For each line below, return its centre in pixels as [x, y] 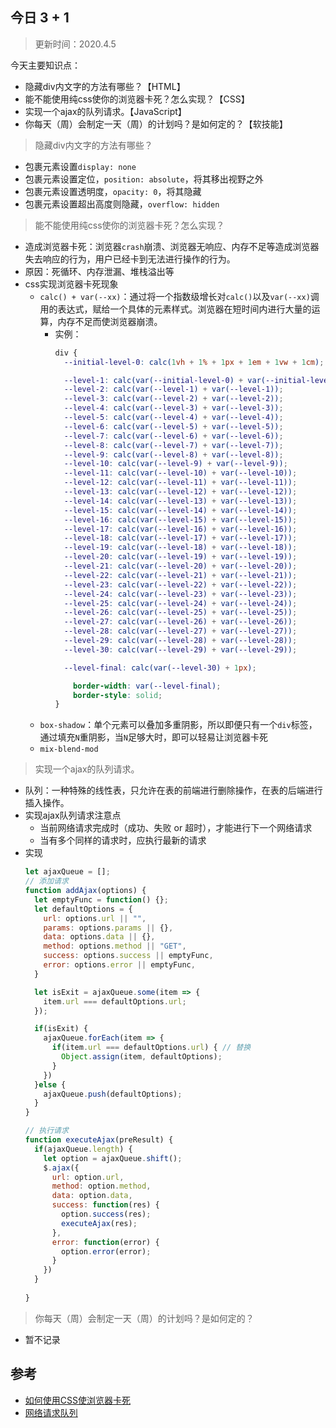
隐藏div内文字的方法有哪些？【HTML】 [105, 86]
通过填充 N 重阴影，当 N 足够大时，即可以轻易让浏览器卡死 [153, 737]
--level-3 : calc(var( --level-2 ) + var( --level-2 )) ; [173, 399]
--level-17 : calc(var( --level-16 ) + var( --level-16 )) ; [180, 529]
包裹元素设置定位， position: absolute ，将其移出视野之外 [144, 179]
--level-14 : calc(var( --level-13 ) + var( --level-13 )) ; [180, 501]
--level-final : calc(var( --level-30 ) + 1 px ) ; [160, 668]
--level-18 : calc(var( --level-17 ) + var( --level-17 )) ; [180, 538]
